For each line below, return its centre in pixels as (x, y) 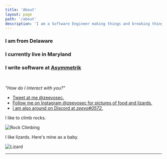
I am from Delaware (29, 41)
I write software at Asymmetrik (43, 68)
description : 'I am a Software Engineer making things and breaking (78, 24)
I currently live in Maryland (38, 54)
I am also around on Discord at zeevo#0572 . (58, 108)
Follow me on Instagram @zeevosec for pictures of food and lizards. (82, 103)
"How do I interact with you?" (35, 88)
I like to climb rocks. (26, 118)
